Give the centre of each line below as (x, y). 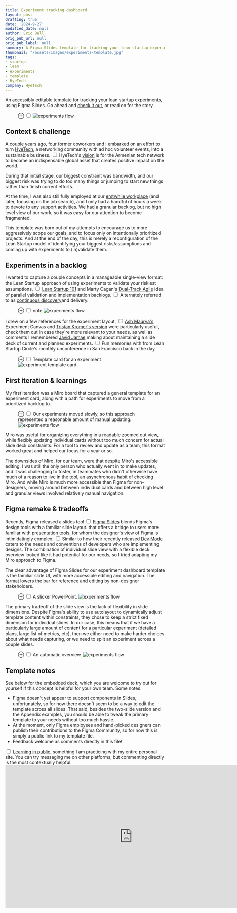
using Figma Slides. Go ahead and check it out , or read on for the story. (80, 105)
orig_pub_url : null (26, 39)
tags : (11, 57)
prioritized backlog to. (28, 404)
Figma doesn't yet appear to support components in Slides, (74, 698)
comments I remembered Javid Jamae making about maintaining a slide (80, 337)
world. (12, 166)
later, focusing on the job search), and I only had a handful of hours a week (84, 202)
